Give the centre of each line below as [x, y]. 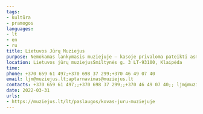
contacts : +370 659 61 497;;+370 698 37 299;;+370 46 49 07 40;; [90, 85]
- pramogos [20, 23]
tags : [13, 12]
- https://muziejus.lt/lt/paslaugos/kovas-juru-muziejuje [81, 101]
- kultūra [19, 17]
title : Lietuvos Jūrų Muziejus [46, 51]
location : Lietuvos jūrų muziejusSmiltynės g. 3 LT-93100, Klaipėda [94, 62]
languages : [20, 29]
